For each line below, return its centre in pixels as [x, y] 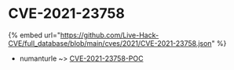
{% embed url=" [35, 35]
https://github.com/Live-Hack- [110, 35]
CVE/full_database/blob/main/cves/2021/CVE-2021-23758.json [110, 43]
